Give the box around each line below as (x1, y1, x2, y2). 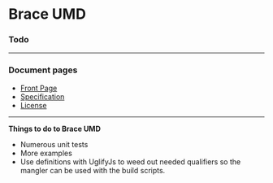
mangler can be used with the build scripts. (19, 165, 166, 175)
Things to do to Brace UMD (8, 124, 102, 133)
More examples (19, 148, 73, 158)
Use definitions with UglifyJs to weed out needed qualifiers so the (19, 156, 241, 167)
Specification (19, 91, 65, 102)
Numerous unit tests (19, 139, 89, 149)
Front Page (19, 83, 58, 93)
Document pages (8, 64, 78, 76)
